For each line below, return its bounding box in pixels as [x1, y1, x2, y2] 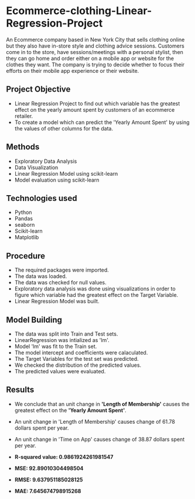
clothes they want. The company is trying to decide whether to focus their [6, 61, 185, 68]
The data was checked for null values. [14, 279, 107, 286]
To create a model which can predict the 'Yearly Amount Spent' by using [14, 119, 190, 126]
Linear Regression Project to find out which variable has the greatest [14, 100, 180, 107]
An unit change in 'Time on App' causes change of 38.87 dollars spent [14, 436, 185, 443]
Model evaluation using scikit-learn [14, 176, 100, 183]
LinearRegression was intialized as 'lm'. [14, 337, 110, 343]
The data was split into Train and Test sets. [14, 330, 118, 337]
